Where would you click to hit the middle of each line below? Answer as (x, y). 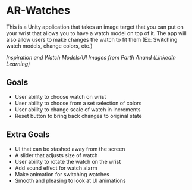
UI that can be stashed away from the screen (70, 149)
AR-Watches (38, 10)
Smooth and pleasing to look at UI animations (70, 180)
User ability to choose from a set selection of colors (78, 103)
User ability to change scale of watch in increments (78, 109)
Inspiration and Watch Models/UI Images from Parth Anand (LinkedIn (91, 57)
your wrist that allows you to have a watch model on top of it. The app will (96, 33)
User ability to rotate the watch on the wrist (68, 161)
